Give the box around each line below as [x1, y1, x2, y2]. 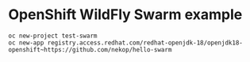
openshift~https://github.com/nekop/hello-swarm [8, 45, 172, 53]
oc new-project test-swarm [8, 32, 98, 40]
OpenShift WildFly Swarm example [8, 6, 243, 24]
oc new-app [8, 38, 44, 47]
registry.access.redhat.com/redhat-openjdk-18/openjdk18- [47, 38, 244, 47]
